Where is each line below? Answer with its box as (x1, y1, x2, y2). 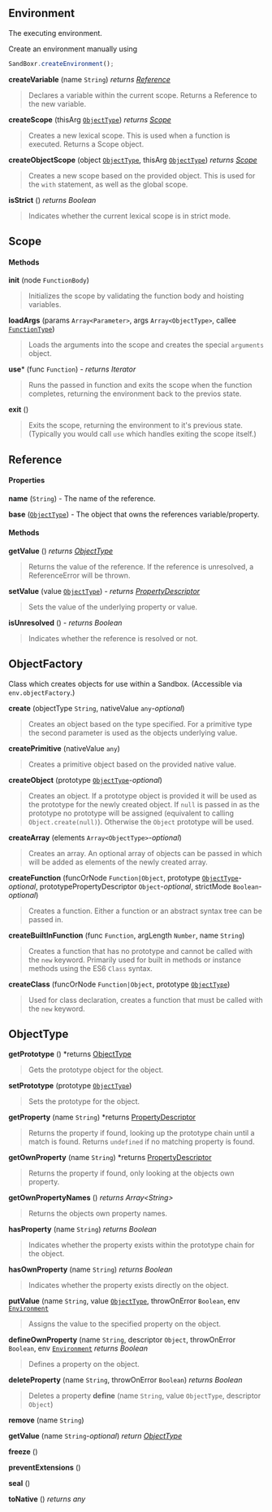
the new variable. (28, 99, 87, 108)
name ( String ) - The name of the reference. (8, 493, 156, 503)
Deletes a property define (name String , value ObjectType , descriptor (28, 1391, 261, 1400)
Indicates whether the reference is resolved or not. (28, 634, 198, 644)
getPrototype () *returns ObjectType (8, 1048, 132, 1058)
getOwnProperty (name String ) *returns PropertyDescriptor (8, 1152, 212, 1162)
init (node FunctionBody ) (8, 275, 89, 285)
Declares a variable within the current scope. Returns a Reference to (28, 90, 257, 100)
